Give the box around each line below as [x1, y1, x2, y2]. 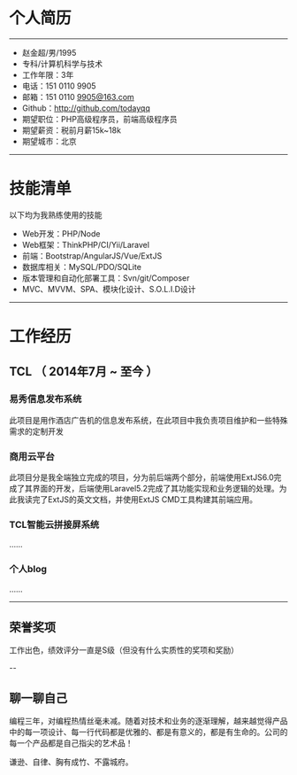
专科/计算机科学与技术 [21, 58, 103, 69]
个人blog [9, 563, 47, 576]
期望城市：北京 [21, 136, 77, 146]
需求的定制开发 [9, 426, 64, 437]
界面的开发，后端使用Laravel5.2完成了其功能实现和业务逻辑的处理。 [32, 484, 280, 494]
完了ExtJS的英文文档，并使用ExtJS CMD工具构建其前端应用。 [32, 494, 258, 505]
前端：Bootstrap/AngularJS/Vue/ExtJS [21, 250, 163, 261]
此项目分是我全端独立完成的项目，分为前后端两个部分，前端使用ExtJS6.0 [9, 472, 274, 483]
